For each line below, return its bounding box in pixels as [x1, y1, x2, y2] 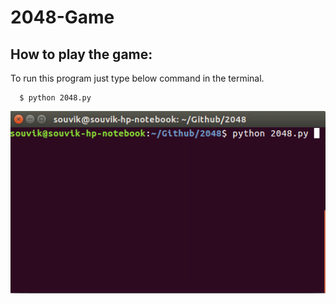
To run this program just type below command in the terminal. [10, 72, 265, 84]
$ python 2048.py [19, 93, 92, 103]
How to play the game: [10, 46, 153, 63]
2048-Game [10, 6, 115, 29]
